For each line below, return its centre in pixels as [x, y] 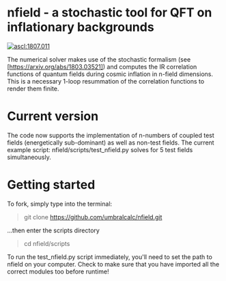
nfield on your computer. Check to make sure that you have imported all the [113, 264]
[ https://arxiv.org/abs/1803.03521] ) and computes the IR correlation [102, 66]
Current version [53, 116]
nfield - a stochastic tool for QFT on [110, 13]
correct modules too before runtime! [58, 271]
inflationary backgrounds [81, 27]
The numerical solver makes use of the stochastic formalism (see [99, 59]
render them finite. [33, 88]
